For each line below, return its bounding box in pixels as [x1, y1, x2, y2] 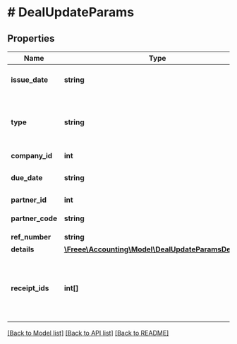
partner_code [11, 213, 58, 223]
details [11, 244, 35, 254]
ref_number [11, 232, 51, 242]
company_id [11, 151, 53, 160]
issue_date [11, 75, 48, 85]
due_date [11, 173, 43, 182]
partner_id [11, 195, 47, 205]
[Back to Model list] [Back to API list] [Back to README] [7, 329, 169, 337]
